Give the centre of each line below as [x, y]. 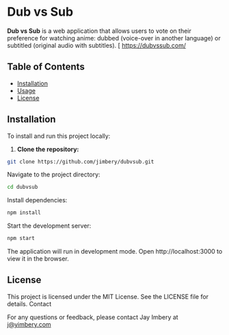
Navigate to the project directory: [54, 174]
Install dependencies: [37, 200]
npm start [21, 239]
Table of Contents [46, 67]
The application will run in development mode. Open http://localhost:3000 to [115, 252]
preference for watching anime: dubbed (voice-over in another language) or [114, 38]
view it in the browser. [38, 259]
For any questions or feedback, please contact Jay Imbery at [93, 317]
